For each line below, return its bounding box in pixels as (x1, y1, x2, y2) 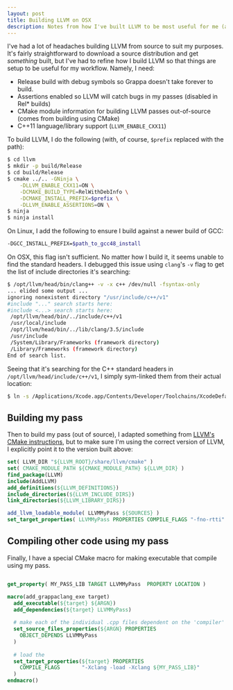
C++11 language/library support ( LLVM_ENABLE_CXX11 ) (17, 122, 166, 131)
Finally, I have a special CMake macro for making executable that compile (7, 553, 217, 562)
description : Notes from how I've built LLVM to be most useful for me (7, 23, 218, 30)
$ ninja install (7, 214, 54, 221)
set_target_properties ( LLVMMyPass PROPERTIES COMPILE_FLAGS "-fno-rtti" (7, 516, 225, 523)
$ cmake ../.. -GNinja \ (7, 176, 79, 183)
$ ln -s (7, 393, 30, 400)
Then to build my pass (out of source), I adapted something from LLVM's (7, 430, 215, 439)
